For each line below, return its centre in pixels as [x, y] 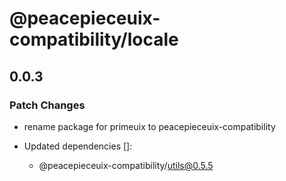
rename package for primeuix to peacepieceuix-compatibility [149, 126]
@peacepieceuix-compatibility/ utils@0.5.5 [126, 165]
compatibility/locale [94, 39]
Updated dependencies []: [78, 146]
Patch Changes [47, 105]
